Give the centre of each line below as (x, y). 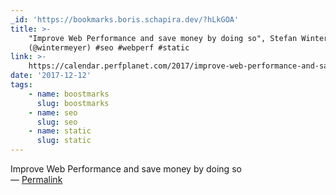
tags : (21, 85)
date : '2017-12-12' (51, 76)
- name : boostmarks (69, 94)
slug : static (64, 141)
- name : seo (53, 112)
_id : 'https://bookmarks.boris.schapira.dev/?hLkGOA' (125, 19)
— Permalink (36, 179)
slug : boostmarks (73, 103)
